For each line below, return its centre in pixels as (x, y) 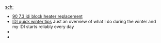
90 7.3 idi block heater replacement (47, 16)
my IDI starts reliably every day (43, 27)
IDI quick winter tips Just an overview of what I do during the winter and (84, 21)
